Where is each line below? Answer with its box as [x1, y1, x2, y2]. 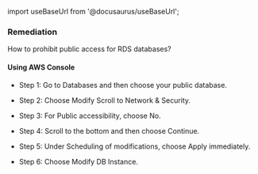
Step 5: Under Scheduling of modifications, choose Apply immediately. [18, 142, 251, 151]
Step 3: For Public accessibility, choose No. [18, 111, 161, 120]
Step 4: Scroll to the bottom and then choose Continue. [18, 126, 200, 135]
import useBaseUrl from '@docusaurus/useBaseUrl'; [7, 7, 179, 16]
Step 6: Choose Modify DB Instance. [18, 157, 138, 166]
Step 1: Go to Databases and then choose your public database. [18, 80, 228, 89]
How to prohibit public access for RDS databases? [7, 44, 171, 54]
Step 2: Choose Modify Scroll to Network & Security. [18, 95, 191, 105]
